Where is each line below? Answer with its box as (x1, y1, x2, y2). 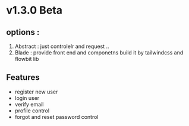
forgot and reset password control (14, 113, 99, 120)
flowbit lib (14, 56, 39, 62)
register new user (14, 88, 58, 95)
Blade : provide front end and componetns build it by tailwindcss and (14, 49, 184, 56)
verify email (14, 101, 44, 108)
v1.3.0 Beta (6, 4, 62, 17)
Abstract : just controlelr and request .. (14, 43, 109, 50)
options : (6, 27, 40, 37)
